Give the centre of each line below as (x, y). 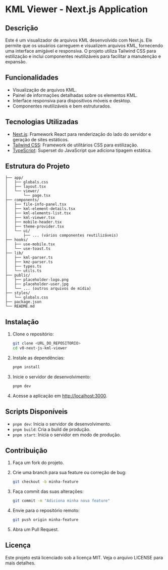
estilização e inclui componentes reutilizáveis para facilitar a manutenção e (83, 56)
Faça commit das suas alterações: (48, 491)
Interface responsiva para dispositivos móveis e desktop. (72, 100)
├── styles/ (18, 293)
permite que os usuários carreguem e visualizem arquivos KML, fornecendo (84, 46)
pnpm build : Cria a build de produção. (51, 429)
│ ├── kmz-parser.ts (29, 262)
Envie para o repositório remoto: (46, 511)
